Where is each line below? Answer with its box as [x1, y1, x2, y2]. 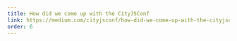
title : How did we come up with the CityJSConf [7, 10, 150, 17]
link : [7, 17, 23, 24]
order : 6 [7, 23, 33, 30]
